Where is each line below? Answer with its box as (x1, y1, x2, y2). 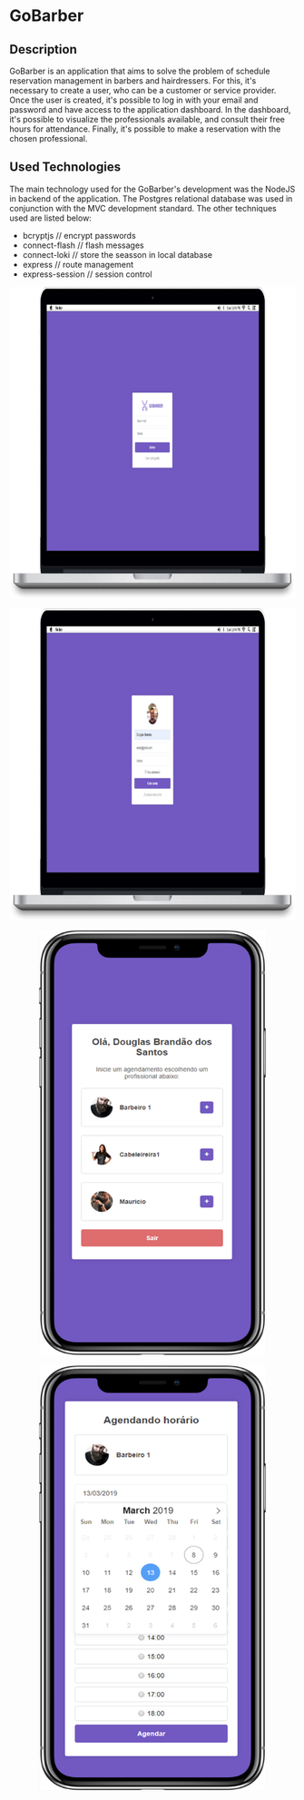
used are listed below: (9, 212, 93, 223)
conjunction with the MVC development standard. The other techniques (9, 202, 277, 213)
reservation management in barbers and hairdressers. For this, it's (9, 75, 257, 86)
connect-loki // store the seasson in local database (22, 249, 213, 260)
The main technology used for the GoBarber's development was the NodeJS (9, 183, 296, 194)
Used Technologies (9, 160, 121, 175)
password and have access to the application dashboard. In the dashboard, (9, 104, 291, 114)
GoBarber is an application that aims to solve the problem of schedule (9, 65, 270, 76)
